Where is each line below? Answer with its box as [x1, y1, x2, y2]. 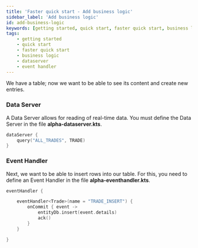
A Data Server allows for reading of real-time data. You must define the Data [6, 114, 192, 121]
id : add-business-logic [6, 19, 65, 25]
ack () [37, 215, 51, 221]
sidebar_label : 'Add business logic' [6, 14, 99, 20]
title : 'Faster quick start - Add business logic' [6, 8, 133, 15]
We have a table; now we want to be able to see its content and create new [6, 80, 189, 87]
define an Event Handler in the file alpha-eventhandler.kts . [6, 177, 150, 184]
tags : [6, 31, 19, 37]
